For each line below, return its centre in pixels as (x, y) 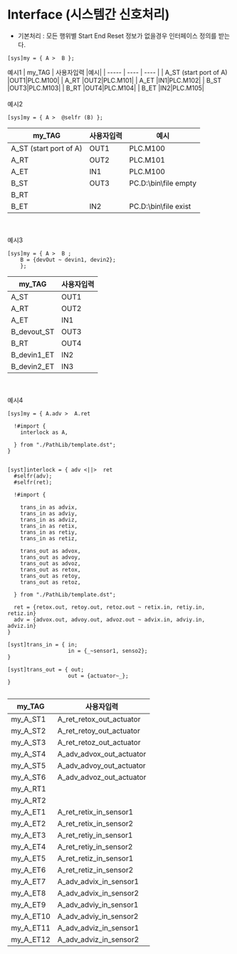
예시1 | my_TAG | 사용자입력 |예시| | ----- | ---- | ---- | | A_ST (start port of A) (117, 72)
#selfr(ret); (33, 482)
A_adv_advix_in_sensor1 (98, 881)
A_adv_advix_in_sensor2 (98, 893)
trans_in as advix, (49, 507)
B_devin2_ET (33, 366)
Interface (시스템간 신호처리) (89, 15)
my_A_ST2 (28, 731)
